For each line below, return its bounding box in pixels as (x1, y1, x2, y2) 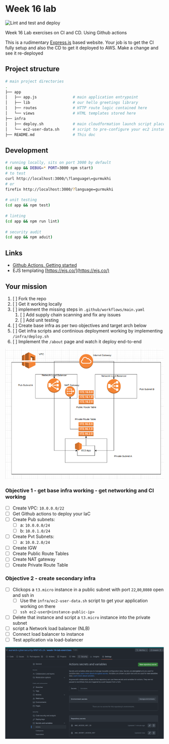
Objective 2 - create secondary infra (5, 575, 96, 582)
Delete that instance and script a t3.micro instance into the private (12, 614, 151, 620)
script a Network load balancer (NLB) (12, 625, 90, 631)
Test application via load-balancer (12, 637, 83, 643)
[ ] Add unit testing (20, 317, 59, 323)
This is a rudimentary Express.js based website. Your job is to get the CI (5, 39, 154, 45)
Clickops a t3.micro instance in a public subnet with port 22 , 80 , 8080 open (12, 586, 164, 592)
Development (5, 146, 49, 155)
